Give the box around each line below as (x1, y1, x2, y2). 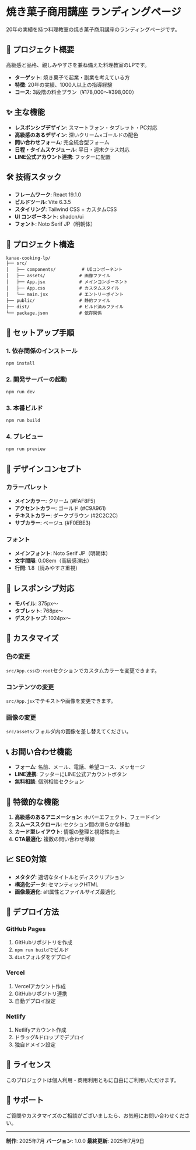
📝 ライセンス (6, 1060, 51, 1070)
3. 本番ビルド (6, 404, 43, 412)
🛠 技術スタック (6, 172, 62, 182)
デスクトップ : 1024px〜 (14, 615, 71, 622)
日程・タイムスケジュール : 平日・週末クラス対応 (14, 146, 130, 153)
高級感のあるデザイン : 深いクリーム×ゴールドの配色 (14, 131, 139, 138)
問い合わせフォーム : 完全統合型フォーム (14, 138, 110, 145)
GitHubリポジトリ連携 (14, 990, 68, 997)
